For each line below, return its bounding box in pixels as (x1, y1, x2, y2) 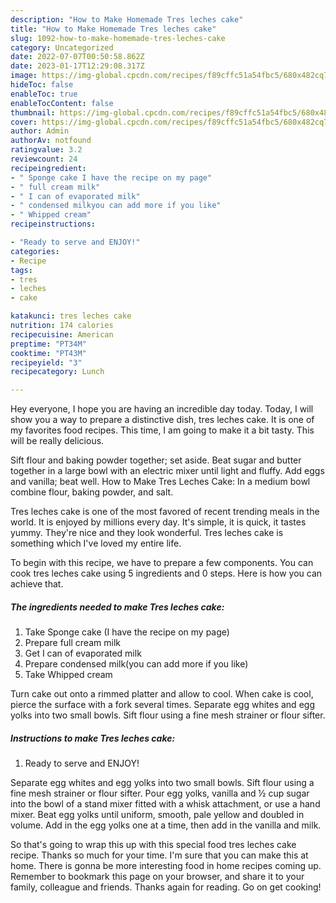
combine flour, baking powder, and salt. (10, 486, 174, 498)
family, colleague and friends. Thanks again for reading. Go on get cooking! (10, 881, 322, 893)
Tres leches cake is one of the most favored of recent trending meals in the (10, 506, 320, 518)
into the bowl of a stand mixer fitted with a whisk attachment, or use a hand (10, 798, 321, 810)
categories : (10, 246, 60, 256)
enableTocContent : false (10, 98, 114, 108)
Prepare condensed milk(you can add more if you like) (24, 658, 249, 670)
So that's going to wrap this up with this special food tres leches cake (10, 839, 297, 851)
